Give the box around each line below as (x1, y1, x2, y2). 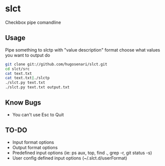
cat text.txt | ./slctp (5, 75, 50, 81)
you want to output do (5, 52, 51, 58)
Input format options (12, 139, 55, 145)
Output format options (12, 144, 58, 150)
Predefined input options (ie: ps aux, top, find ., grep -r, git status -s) (12, 150, 152, 156)
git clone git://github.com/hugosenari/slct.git (5, 61, 108, 67)
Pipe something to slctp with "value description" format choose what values (5, 47, 160, 53)
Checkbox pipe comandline (5, 19, 61, 25)
